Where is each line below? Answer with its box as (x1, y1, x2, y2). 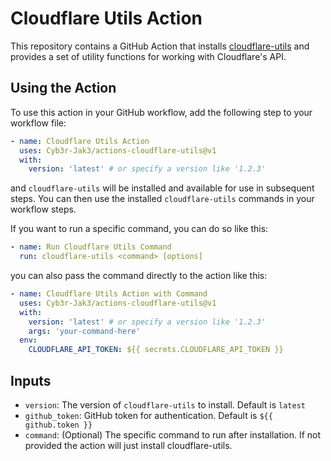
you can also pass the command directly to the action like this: (10, 270, 268, 281)
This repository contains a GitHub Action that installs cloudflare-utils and (10, 40, 310, 52)
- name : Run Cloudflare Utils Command (10, 242, 172, 252)
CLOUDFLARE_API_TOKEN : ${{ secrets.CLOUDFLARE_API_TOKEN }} (28, 345, 284, 355)
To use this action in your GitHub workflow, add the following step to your (10, 106, 313, 118)
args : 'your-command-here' (28, 326, 141, 336)
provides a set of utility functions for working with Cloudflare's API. (10, 50, 287, 62)
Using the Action (10, 80, 117, 97)
